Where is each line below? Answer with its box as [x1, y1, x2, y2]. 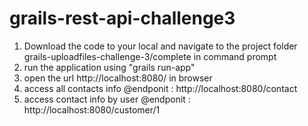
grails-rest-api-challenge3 [9, 7, 236, 30]
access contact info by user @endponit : [23, 93, 191, 105]
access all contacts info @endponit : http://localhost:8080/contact [23, 82, 298, 94]
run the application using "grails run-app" [23, 61, 196, 73]
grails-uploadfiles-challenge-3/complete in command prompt [23, 50, 277, 62]
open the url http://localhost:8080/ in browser [23, 72, 213, 84]
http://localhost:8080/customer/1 [23, 103, 161, 116]
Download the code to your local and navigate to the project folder [23, 40, 298, 52]
